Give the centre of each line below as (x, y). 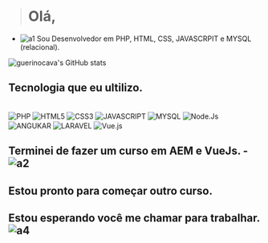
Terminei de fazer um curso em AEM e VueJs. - (128, 151)
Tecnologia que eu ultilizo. (75, 88)
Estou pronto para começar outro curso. (110, 190)
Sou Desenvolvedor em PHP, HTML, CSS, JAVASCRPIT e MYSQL (144, 38)
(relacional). (40, 47)
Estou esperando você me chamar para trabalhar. (134, 219)
